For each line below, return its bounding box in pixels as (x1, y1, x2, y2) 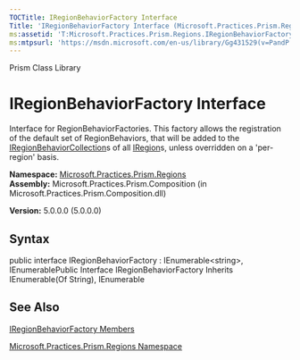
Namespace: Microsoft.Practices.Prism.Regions (9, 169, 187, 180)
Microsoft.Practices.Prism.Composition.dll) (9, 188, 167, 199)
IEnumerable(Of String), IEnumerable (9, 274, 146, 284)
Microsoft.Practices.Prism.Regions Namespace (9, 340, 183, 351)
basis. (37, 152, 60, 163)
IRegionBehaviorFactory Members (9, 323, 136, 334)
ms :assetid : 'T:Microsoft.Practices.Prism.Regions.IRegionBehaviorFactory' (9, 29, 297, 38)
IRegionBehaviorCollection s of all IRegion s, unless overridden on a (9, 142, 254, 153)
